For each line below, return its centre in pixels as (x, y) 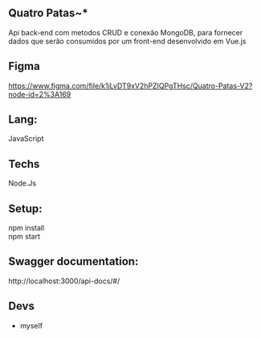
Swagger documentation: (73, 261)
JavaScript (26, 139)
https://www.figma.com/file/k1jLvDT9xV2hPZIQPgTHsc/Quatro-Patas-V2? (130, 86)
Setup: (25, 208)
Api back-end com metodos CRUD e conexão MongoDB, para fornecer (126, 32)
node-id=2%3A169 (40, 94)
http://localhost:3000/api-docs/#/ (64, 281)
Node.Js (22, 183)
